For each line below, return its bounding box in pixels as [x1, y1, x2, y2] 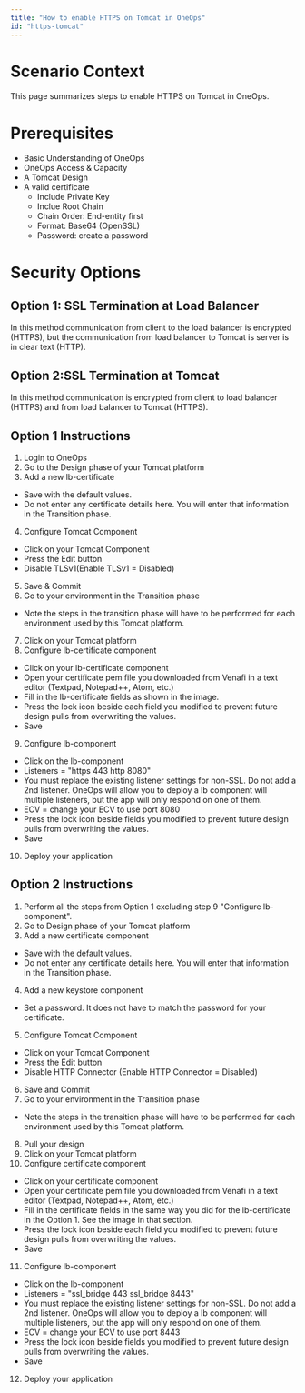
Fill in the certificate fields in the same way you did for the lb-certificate [23, 1204, 291, 1215]
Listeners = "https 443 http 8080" [23, 766, 152, 776]
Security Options [10, 262, 142, 283]
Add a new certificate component [23, 929, 149, 941]
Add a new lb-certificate [23, 472, 115, 482]
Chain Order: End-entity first [36, 211, 143, 222]
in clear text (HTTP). [10, 342, 86, 353]
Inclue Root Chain [36, 201, 103, 212]
